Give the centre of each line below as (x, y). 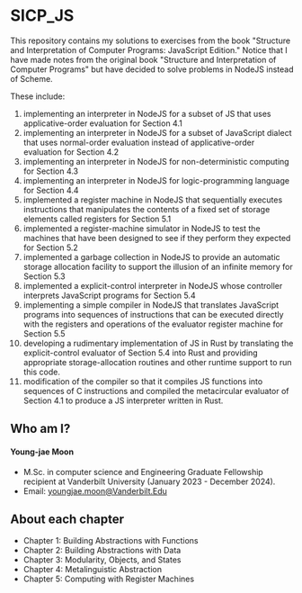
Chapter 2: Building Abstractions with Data (102, 551)
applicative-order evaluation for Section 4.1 (102, 123)
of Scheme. (31, 78)
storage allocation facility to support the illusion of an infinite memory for (158, 266)
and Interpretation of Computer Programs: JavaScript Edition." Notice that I (149, 49)
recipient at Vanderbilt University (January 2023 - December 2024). (149, 481)
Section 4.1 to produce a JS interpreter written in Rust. (123, 400)
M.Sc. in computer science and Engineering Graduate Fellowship (143, 472)
